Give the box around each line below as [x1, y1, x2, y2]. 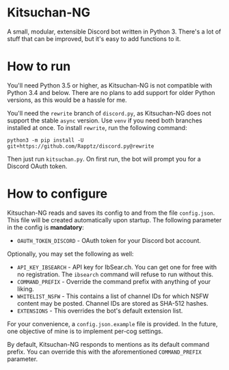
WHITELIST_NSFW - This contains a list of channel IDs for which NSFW [16, 292, 209, 300]
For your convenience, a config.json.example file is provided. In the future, [7, 319, 218, 328]
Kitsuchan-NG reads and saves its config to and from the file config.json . [7, 209, 215, 217]
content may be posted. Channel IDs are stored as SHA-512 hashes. [16, 299, 208, 307]
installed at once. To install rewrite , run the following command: [7, 123, 187, 131]
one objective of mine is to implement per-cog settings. [7, 327, 163, 335]
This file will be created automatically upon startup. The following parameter [7, 215, 222, 224]
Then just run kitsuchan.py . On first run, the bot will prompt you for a [7, 155, 202, 163]
